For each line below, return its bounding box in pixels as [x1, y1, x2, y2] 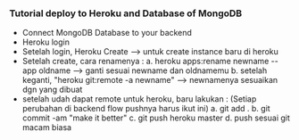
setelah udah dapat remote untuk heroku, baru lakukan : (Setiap [21, 94, 257, 104]
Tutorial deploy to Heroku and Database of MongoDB [9, 7, 243, 20]
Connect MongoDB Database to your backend [21, 28, 192, 38]
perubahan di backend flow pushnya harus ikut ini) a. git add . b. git [21, 103, 270, 114]
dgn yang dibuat [21, 84, 83, 95]
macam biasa [21, 122, 72, 133]
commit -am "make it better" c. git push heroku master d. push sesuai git [21, 112, 290, 123]
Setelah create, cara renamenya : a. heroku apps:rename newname [21, 56, 270, 67]
